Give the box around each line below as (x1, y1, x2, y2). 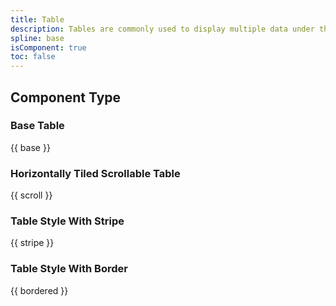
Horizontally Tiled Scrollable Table (10, 166, 181, 180)
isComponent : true (10, 42, 87, 53)
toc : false (10, 52, 56, 62)
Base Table (10, 119, 65, 133)
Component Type (10, 89, 122, 106)
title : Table (10, 14, 65, 25)
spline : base (10, 33, 65, 43)
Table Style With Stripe (10, 214, 125, 228)
